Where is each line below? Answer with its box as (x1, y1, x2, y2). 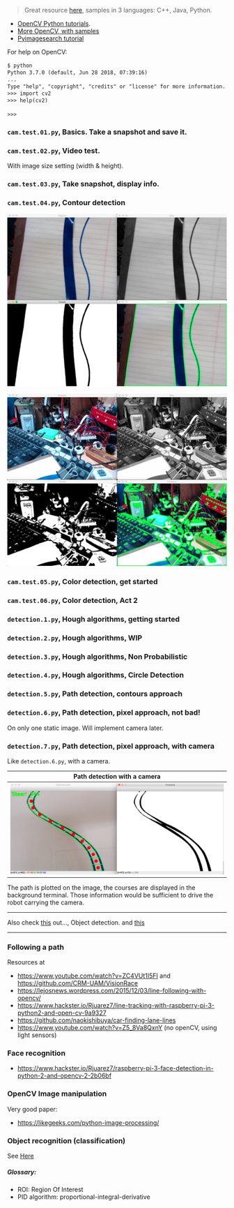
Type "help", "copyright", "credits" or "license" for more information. (7, 83, 226, 90)
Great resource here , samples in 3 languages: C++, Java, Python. (24, 6, 212, 14)
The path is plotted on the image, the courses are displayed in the (7, 883, 196, 892)
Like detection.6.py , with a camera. (7, 756, 111, 765)
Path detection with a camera (73, 773, 161, 781)
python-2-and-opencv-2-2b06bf (17, 1071, 112, 1080)
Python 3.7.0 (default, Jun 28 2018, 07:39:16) (7, 69, 148, 76)
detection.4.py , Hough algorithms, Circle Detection (7, 670, 185, 680)
